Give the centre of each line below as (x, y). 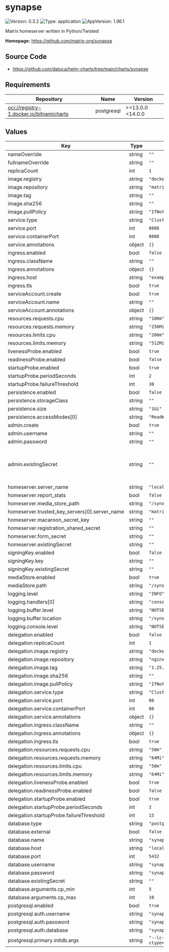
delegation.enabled (31, 635)
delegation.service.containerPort (47, 709)
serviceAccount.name (33, 302)
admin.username (28, 433)
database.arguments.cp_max (42, 897)
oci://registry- (25, 108)
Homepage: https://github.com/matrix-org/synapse (59, 41)
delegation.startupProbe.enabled (47, 799)
